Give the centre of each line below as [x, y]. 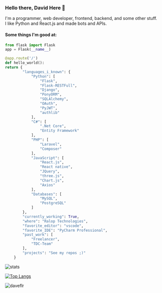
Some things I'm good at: [31, 35]
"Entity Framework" [59, 131]
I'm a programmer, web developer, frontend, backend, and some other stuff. [81, 18]
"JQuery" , [50, 172]
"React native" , [56, 167]
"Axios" [47, 185]
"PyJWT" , [48, 108]
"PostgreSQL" [53, 203]
